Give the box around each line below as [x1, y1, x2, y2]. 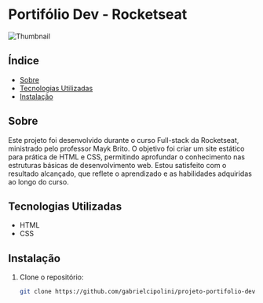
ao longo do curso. [8, 177, 69, 186]
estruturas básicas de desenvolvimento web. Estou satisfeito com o [8, 160, 227, 170]
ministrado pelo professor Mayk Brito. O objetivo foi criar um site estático [8, 144, 245, 153]
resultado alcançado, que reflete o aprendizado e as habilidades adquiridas [8, 169, 253, 178]
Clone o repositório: [19, 272, 84, 282]
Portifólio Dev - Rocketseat [8, 5, 188, 24]
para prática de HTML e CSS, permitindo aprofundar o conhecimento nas [8, 151, 246, 162]
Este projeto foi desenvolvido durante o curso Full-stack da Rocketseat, [8, 135, 239, 144]
